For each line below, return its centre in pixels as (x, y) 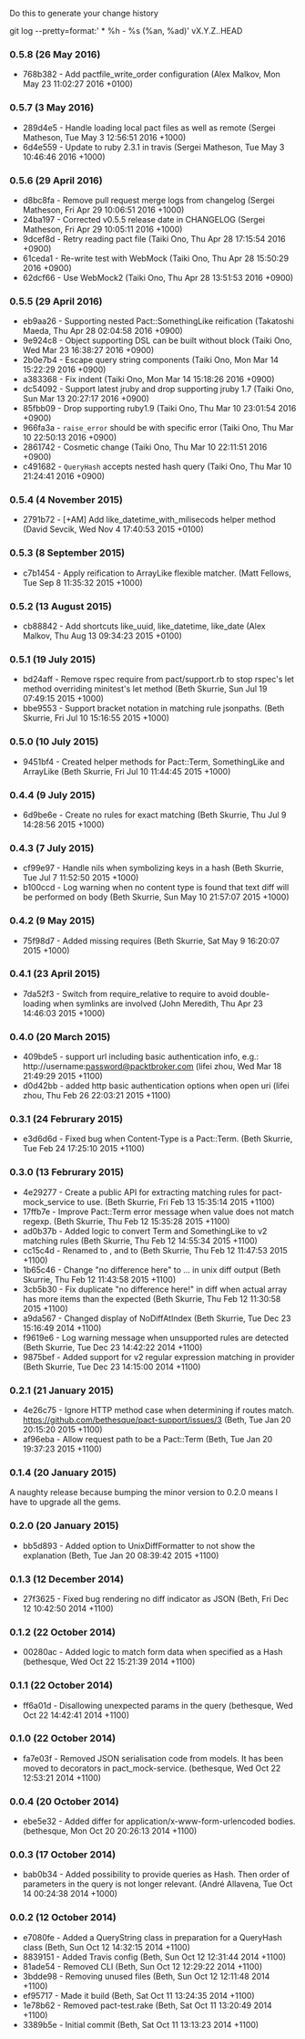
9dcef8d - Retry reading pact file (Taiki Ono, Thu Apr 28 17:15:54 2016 (154, 239)
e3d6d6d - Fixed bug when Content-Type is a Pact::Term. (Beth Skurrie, (158, 1139)
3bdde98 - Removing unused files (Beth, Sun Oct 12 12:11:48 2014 (146, 1976)
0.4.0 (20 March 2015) (60, 1036)
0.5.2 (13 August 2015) (61, 606)
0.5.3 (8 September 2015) (67, 553)
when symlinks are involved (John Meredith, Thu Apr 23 (158, 1004)
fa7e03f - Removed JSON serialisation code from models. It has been (153, 1758)
